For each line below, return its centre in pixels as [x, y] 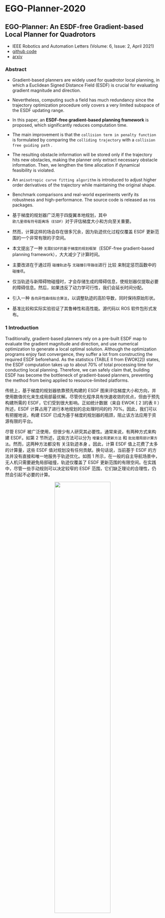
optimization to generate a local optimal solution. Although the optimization [81, 349]
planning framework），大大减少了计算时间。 [57, 255]
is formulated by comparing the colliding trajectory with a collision [84, 140]
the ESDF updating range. [38, 111]
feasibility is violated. [33, 171]
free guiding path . [32, 145]
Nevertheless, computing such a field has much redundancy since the [83, 100]
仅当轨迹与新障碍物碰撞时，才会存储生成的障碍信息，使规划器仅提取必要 [85, 282]
